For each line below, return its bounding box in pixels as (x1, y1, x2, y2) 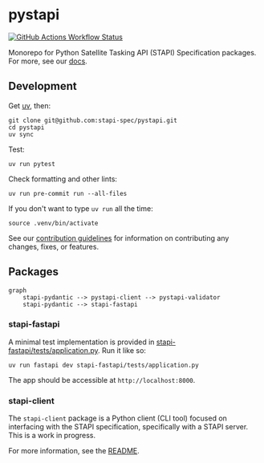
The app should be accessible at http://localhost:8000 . (8, 375, 196, 384)
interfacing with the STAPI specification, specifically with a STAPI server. (8, 422, 249, 432)
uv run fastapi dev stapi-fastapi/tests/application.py (8, 361, 199, 369)
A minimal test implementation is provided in (8, 337, 155, 347)
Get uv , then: (8, 100, 51, 110)
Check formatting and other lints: (8, 174, 118, 184)
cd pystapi (8, 123, 45, 132)
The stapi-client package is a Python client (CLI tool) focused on (8, 413, 227, 423)
